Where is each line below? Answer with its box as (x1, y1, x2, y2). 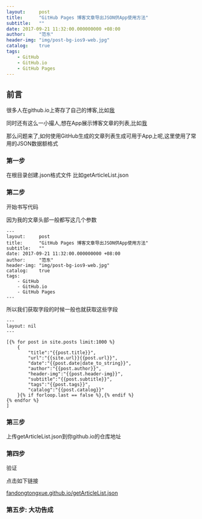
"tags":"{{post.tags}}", (28, 381, 91, 387)
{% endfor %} (6, 397, 39, 404)
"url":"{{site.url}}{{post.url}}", (28, 354, 118, 361)
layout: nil (6, 323, 36, 329)
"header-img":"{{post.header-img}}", (28, 371, 123, 377)
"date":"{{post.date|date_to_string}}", (28, 360, 132, 366)
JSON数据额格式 (16, 140, 59, 148)
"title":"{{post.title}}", (28, 350, 96, 356)
